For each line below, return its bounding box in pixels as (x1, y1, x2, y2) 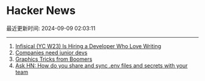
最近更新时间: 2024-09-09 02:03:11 (6, 24, 96, 32)
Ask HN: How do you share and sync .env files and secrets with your (15, 62, 188, 69)
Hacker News (6, 4, 76, 18)
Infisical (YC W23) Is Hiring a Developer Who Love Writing (15, 42, 162, 49)
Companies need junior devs (15, 49, 88, 56)
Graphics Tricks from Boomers (15, 55, 93, 63)
